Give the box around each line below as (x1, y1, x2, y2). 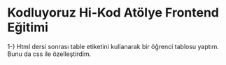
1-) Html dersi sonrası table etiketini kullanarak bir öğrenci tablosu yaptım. (7, 42, 219, 50)
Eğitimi (7, 19, 49, 35)
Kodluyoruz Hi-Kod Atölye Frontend (7, 5, 219, 21)
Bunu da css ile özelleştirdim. (7, 50, 92, 58)
